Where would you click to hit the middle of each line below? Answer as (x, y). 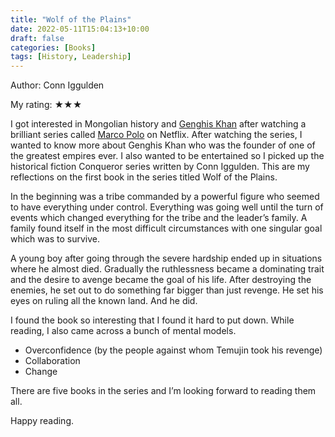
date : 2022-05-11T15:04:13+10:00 (80, 29)
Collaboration (52, 361)
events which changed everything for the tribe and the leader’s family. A (159, 218)
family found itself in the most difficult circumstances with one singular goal (166, 228)
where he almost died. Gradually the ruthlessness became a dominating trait (167, 269)
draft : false (37, 38)
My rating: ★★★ (46, 105)
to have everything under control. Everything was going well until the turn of (167, 207)
